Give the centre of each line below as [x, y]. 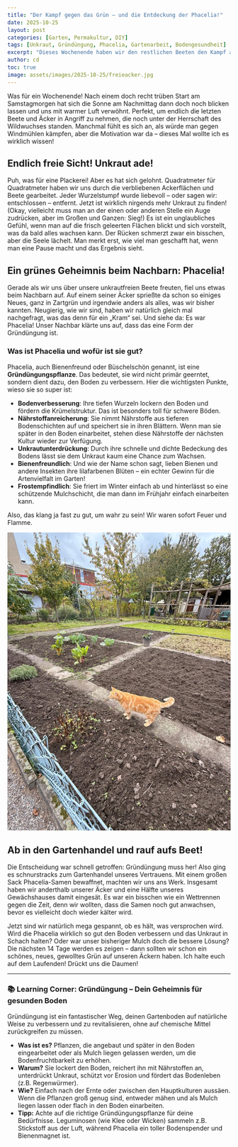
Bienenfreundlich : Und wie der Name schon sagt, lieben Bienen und [118, 463]
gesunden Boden [37, 1001]
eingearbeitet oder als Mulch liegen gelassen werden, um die [107, 1053]
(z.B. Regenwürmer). [48, 1082]
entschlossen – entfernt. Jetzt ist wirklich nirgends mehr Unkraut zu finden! [117, 203]
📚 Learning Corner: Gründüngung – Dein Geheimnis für [105, 990]
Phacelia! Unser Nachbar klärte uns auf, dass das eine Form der [100, 326]
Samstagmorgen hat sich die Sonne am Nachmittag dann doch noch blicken [118, 104]
